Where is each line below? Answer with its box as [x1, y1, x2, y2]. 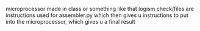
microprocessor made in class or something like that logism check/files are [5, 5, 195, 12]
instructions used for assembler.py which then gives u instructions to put [5, 12, 188, 19]
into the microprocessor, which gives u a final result [5, 18, 135, 25]
